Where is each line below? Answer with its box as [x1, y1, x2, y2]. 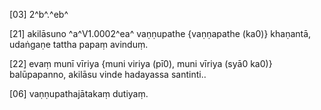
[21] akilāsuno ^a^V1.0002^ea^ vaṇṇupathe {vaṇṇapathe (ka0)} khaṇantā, [9, 28, 312, 39]
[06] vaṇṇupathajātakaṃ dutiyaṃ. [9, 88, 149, 99]
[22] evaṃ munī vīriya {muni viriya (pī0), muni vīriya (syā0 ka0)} [9, 58, 273, 69]
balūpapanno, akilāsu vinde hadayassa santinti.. [9, 69, 207, 80]
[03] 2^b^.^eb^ [9, 9, 69, 20]
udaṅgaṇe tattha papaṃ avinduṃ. [9, 39, 149, 50]
